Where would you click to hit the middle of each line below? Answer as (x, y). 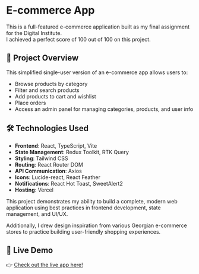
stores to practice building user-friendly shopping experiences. (83, 231)
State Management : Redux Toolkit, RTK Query (72, 152)
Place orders (30, 103)
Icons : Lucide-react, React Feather (58, 177)
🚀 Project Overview (42, 58)
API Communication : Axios (48, 171)
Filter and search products (47, 90)
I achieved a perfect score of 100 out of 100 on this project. (78, 39)
